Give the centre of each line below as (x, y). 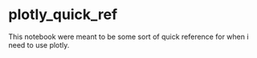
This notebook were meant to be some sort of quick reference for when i (128, 37)
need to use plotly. (39, 44)
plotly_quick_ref (63, 15)
